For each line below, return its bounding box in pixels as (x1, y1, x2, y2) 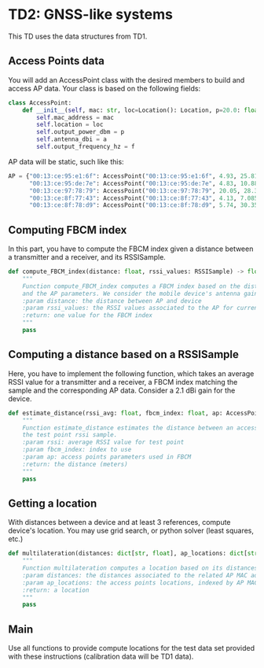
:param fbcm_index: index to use (22, 446, 132, 454)
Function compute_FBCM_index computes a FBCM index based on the (22, 282, 241, 290)
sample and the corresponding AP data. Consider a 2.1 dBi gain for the (8, 386, 236, 395)
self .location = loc (36, 120, 104, 129)
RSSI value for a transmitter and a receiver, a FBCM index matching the (8, 377, 238, 386)
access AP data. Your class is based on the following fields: (8, 83, 201, 93)
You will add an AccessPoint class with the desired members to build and (8, 75, 245, 84)
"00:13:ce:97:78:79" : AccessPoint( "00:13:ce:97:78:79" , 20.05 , (28, 186, 241, 194)
